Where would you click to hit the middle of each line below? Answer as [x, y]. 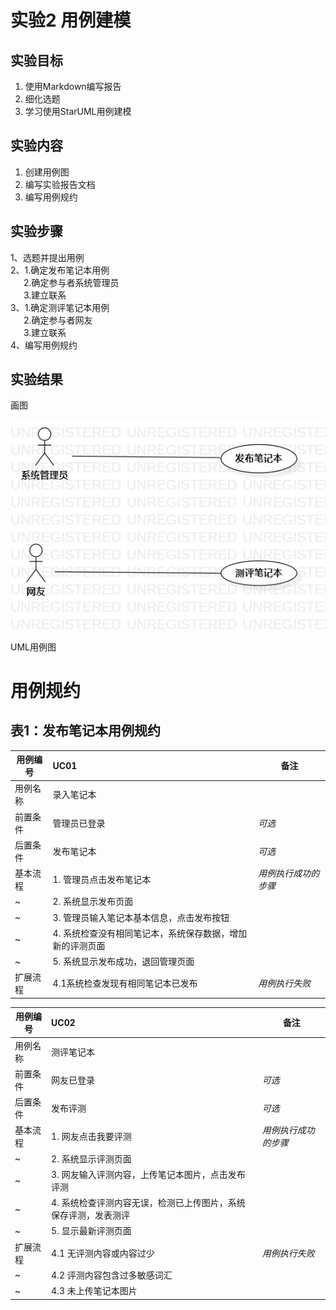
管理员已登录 [79, 823]
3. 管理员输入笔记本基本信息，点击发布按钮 [141, 917]
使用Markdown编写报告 [73, 86]
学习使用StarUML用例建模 [78, 111]
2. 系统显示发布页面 [93, 902]
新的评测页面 [79, 945]
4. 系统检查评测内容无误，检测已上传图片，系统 [148, 1202]
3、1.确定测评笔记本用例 [60, 307]
